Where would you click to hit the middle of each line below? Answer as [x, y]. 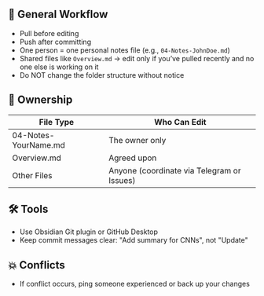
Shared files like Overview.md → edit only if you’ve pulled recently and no [137, 58]
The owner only [137, 140]
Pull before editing [49, 33]
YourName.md [38, 144]
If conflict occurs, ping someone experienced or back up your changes [134, 284]
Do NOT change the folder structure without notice [102, 75]
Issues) [122, 180]
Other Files [32, 175]
